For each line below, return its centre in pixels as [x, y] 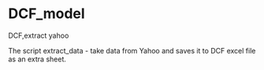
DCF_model [46, 14]
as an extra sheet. [37, 59]
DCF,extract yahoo [39, 35]
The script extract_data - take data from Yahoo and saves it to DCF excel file [132, 50]
